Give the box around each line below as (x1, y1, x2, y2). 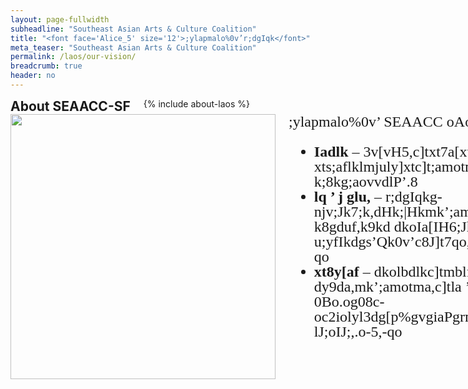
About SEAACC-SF (10, 97, 131, 115)
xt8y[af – (313, 262, 371, 280)
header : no (10, 71, 56, 81)
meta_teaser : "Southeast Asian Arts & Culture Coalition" (10, 42, 257, 53)
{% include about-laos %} (143, 97, 250, 110)
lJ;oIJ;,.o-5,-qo (313, 322, 403, 340)
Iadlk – (313, 142, 360, 160)
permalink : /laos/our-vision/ (10, 52, 137, 62)
